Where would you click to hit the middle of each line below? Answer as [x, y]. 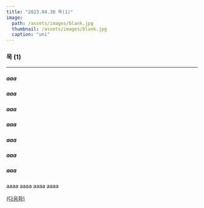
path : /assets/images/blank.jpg [53, 23]
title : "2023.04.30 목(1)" [40, 12]
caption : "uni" [31, 35]
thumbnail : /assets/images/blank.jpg [59, 29]
